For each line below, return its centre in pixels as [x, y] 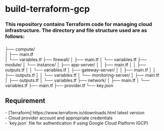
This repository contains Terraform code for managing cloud [79, 24]
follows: [15, 37]
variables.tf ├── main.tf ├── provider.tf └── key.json [59, 86]
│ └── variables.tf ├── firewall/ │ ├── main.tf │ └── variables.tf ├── [76, 60]
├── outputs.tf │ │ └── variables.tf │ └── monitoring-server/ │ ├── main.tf [82, 75]
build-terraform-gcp [47, 9]
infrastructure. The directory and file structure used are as [76, 30]
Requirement [25, 101]
